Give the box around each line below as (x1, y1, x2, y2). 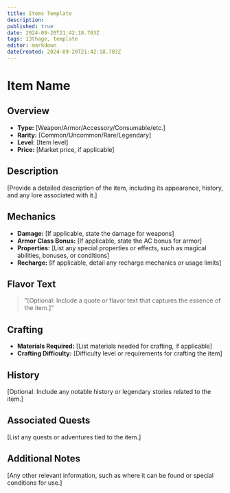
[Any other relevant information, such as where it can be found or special (7, 471, 214, 479)
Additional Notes (7, 453, 81, 465)
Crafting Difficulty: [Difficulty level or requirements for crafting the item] (16, 349, 223, 358)
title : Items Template (7, 10, 72, 17)
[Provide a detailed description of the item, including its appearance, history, (7, 184, 224, 192)
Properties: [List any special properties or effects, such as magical (16, 243, 207, 252)
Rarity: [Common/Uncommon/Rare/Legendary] (16, 131, 152, 139)
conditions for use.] (7, 479, 62, 487)
